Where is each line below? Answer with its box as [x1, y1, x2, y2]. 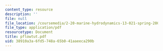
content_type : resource [5, 7, 53, 12]
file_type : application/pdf [5, 25, 62, 30]
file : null [5, 16, 27, 21]
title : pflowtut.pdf [5, 34, 47, 39]
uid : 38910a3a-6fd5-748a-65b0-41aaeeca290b [5, 39, 95, 44]
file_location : [5, 20, 36, 26]
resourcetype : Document [5, 30, 53, 34]
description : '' [5, 12, 38, 17]
